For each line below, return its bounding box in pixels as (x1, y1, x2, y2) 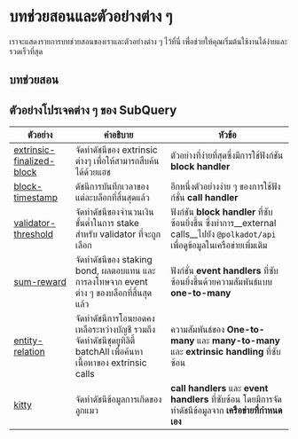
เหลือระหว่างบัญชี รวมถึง (74, 324, 156, 336)
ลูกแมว (74, 404, 99, 417)
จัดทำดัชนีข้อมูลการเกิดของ (74, 393, 162, 405)
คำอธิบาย (103, 129, 134, 141)
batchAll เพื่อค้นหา (74, 346, 144, 358)
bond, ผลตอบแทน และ (74, 264, 156, 277)
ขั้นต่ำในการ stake (74, 217, 139, 230)
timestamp (13, 192, 59, 204)
